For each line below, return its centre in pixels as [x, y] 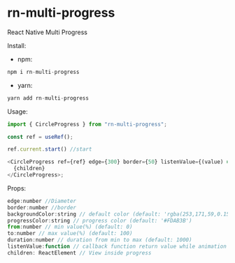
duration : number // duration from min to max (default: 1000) [100, 240]
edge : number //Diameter [42, 201]
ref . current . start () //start [50, 149]
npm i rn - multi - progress [43, 72]
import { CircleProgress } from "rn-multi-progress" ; [87, 124]
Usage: [17, 111]
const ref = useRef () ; [40, 137]
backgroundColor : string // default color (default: [84, 214]
